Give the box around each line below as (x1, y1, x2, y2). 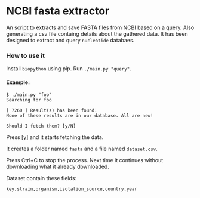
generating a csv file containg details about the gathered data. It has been (6, 30, 188, 37)
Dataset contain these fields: (6, 175, 76, 182)
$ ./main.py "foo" (6, 92, 52, 98)
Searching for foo (6, 97, 52, 103)
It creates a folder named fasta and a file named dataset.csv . (6, 145, 158, 153)
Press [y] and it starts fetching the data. (6, 134, 104, 141)
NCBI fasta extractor (6, 4, 110, 18)
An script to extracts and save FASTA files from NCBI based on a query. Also (6, 24, 195, 31)
